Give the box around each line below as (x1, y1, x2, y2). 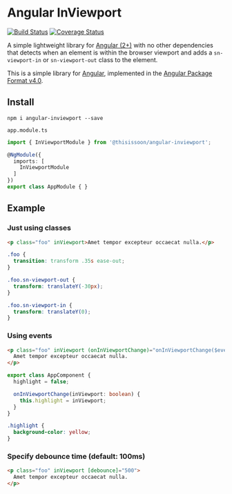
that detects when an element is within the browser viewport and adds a (7, 48, 213, 57)
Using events (7, 331, 52, 341)
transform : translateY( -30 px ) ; (13, 283, 104, 290)
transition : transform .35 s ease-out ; (13, 257, 126, 265)
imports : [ (13, 157, 45, 165)
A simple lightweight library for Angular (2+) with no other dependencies (7, 41, 214, 49)
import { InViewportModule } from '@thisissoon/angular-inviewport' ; (7, 139, 212, 146)
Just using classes (7, 223, 71, 233)
